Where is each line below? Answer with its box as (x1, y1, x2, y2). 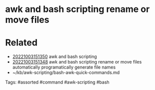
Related (5, 37, 37, 48)
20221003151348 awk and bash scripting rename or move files (12, 59, 142, 65)
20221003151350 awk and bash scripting (12, 53, 97, 59)
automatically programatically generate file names (12, 64, 116, 70)
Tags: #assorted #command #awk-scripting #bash (5, 79, 110, 85)
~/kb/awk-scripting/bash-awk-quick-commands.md (12, 69, 120, 75)
